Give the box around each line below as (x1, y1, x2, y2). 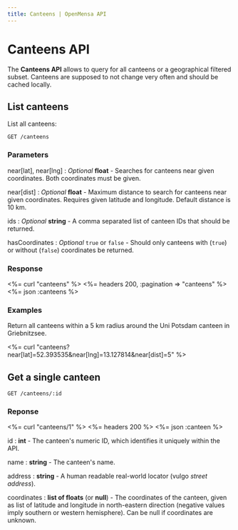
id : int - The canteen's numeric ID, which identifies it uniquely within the (7, 436, 221, 445)
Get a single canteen (7, 371, 101, 383)
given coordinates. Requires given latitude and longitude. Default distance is (7, 195, 231, 204)
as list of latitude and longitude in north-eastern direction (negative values (7, 501, 225, 509)
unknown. (7, 516, 37, 525)
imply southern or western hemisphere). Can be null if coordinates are (7, 509, 214, 517)
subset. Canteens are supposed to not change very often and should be (7, 72, 219, 81)
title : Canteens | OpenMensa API (7, 10, 107, 18)
